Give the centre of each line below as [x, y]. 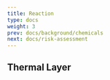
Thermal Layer [39, 67]
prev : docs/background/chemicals [55, 33]
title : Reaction [30, 13]
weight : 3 [21, 26]
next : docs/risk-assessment [48, 39]
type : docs [23, 20]
